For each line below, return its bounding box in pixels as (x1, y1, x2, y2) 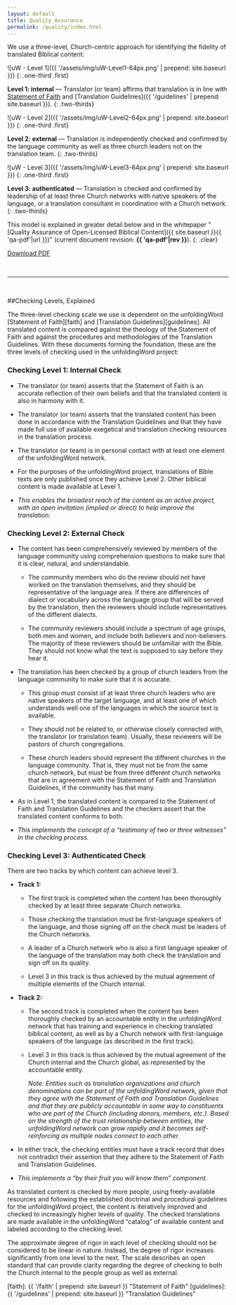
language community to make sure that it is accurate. (17, 675, 172, 683)
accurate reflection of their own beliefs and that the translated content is (17, 389, 228, 397)
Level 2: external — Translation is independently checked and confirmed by (7, 135, 228, 143)
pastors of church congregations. (27, 739, 125, 748)
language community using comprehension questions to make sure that (17, 551, 225, 560)
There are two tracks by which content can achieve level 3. (7, 867, 178, 875)
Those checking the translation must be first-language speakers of (27, 915, 222, 923)
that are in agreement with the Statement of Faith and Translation (27, 775, 216, 784)
